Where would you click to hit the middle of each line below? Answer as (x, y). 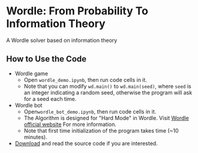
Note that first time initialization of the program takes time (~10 (101, 130)
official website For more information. (70, 124)
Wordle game (31, 74)
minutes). (35, 137)
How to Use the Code (46, 59)
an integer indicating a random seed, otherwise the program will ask (108, 92)
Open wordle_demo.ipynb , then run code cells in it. (85, 79)
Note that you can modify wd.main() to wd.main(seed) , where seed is (107, 86)
